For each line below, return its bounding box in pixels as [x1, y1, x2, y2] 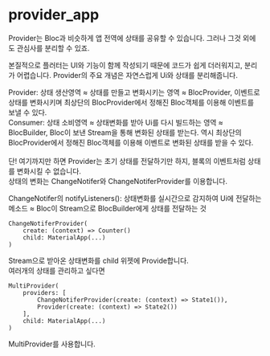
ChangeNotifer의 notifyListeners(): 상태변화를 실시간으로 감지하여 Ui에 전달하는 [8, 193, 262, 203]
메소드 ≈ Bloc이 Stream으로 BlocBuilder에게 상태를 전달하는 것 [8, 203, 207, 213]
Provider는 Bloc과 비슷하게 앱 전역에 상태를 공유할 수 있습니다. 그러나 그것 [8, 33, 241, 43]
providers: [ [22, 288, 67, 297]
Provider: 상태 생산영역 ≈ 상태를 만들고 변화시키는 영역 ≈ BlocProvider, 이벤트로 [8, 87, 261, 97]
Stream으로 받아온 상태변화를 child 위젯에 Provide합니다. [8, 256, 189, 265]
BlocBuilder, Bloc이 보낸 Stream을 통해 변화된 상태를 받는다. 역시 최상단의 [8, 127, 243, 137]
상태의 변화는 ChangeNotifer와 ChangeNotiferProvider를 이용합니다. [8, 176, 227, 186]
